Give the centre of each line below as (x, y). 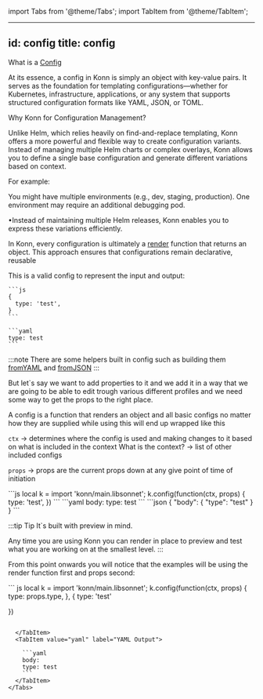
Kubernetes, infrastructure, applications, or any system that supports (119, 94)
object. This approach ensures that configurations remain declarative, (121, 252)
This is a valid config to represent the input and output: (97, 275)
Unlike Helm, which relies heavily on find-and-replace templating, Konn (123, 133)
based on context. (37, 166)
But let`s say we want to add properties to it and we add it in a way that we (128, 383)
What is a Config (35, 62)
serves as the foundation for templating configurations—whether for (118, 86)
